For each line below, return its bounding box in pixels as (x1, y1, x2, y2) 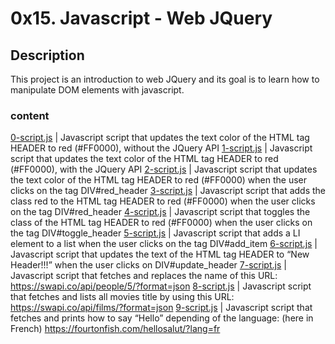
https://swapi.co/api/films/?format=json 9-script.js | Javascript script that (10, 302, 313, 314)
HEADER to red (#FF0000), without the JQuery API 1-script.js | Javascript (10, 142, 313, 154)
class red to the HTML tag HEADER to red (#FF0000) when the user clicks (10, 195, 316, 207)
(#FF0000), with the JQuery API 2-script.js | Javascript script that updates (10, 163, 318, 176)
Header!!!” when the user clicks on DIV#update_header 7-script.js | (10, 259, 287, 271)
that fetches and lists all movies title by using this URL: (10, 291, 235, 303)
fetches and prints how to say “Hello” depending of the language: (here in (10, 312, 314, 324)
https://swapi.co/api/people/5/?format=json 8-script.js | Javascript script (10, 280, 312, 292)
